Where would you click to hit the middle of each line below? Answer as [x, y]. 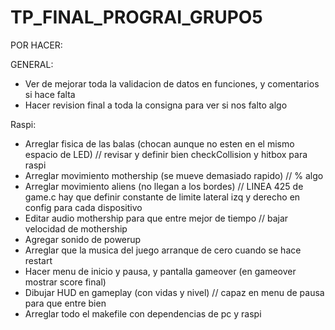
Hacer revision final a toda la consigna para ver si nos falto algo [156, 105]
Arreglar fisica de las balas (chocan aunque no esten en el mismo [159, 143]
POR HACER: [36, 45]
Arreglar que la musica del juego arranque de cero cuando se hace [163, 250]
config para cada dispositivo [83, 207]
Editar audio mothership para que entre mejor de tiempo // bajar [156, 218]
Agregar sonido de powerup [83, 239]
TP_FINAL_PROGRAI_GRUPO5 [136, 17]
